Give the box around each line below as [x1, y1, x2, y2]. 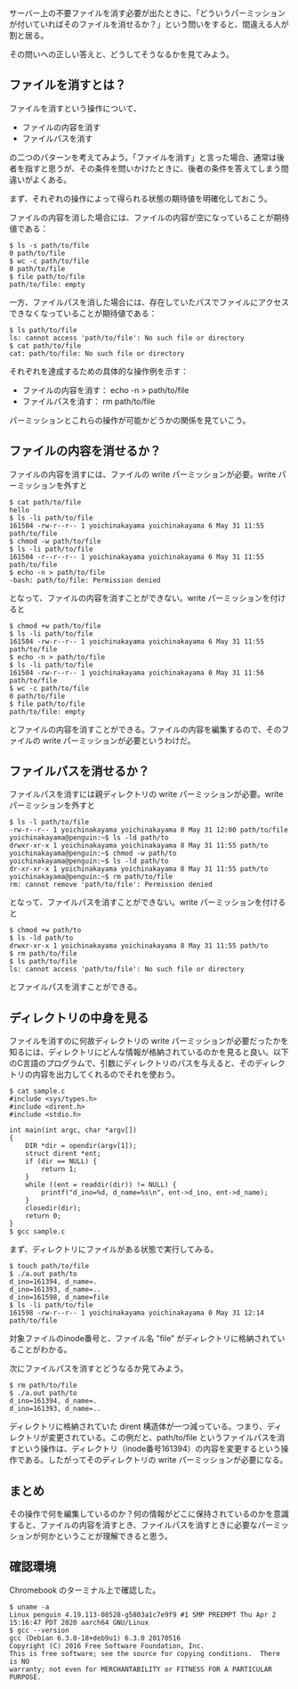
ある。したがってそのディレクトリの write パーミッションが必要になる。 [24, 1455, 288, 1465]
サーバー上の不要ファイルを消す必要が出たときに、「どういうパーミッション [9, 8, 286, 18]
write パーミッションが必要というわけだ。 [42, 734, 196, 746]
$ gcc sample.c [9, 1227, 66, 1236]
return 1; [41, 1165, 77, 1174]
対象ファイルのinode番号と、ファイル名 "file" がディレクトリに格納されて [9, 1333, 278, 1344]
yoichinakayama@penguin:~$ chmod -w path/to [9, 849, 177, 858]
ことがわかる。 [16, 1344, 72, 1355]
